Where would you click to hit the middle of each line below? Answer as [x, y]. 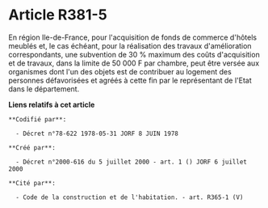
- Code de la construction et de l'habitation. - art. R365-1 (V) [130, 197]
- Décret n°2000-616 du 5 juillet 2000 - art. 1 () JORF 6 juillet [132, 162]
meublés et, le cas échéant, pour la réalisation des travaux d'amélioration [130, 45]
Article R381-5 [58, 15]
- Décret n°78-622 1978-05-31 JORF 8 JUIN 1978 [97, 134]
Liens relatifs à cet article [52, 104]
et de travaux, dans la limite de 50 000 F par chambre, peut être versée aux [134, 63]
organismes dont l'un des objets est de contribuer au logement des [120, 71]
